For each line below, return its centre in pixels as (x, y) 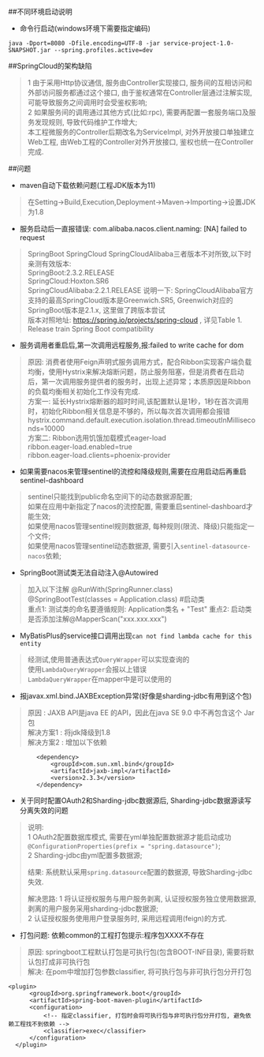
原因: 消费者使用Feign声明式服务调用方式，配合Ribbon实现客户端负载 (139, 362)
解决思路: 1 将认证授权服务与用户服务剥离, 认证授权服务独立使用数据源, (142, 899)
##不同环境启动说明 (40, 11)
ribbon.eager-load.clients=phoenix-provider (99, 455)
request (32, 238)
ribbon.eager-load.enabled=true (80, 447)
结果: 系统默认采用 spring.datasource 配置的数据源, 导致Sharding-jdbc (140, 872)
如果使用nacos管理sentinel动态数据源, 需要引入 (104, 546)
